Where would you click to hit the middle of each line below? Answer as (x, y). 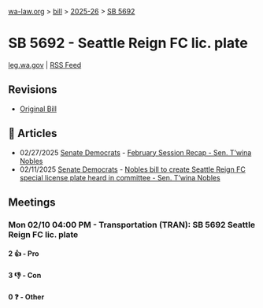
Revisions (33, 90)
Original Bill (38, 109)
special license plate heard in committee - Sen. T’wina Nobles (120, 177)
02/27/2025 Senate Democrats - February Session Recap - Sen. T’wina (135, 152)
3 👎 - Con (25, 276)
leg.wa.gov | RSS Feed (45, 65)
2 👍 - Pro (24, 254)
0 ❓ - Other (26, 297)
